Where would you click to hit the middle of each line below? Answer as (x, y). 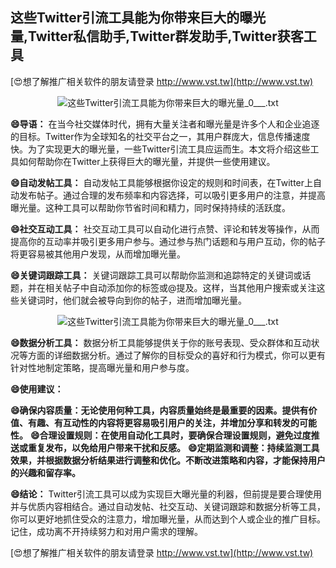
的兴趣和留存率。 (45, 472)
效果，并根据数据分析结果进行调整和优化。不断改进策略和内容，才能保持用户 (168, 460)
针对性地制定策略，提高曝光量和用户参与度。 (102, 367)
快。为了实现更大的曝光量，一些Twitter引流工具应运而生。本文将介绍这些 (160, 149)
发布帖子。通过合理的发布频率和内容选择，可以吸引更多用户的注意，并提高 (172, 195)
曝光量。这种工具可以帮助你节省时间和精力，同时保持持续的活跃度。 (150, 207)
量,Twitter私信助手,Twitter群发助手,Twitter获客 (157, 36)
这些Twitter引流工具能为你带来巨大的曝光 (138, 18)
